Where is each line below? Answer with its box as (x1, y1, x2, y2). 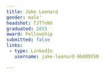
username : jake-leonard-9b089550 (14, 54, 99, 60)
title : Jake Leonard (6, 8, 59, 15)
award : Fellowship (6, 31, 53, 37)
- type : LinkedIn (8, 48, 53, 54)
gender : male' (6, 14, 42, 20)
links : (6, 43, 23, 49)
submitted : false (6, 37, 50, 43)
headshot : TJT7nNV (6, 20, 53, 26)
